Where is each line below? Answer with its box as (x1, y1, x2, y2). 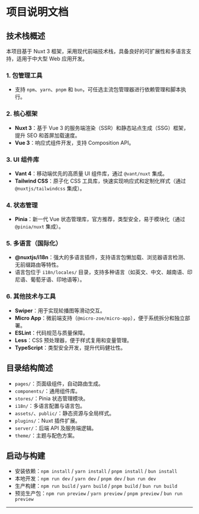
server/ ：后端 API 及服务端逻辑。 (14, 424, 97, 432)
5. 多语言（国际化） (6, 240, 62, 248)
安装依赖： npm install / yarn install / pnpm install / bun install (14, 468, 178, 475)
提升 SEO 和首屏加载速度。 (14, 132, 81, 139)
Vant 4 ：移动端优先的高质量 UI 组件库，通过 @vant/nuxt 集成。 (14, 170, 168, 177)
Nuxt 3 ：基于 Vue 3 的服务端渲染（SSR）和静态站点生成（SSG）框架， (14, 124, 189, 131)
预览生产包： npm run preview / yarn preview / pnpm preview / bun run (14, 490, 182, 497)
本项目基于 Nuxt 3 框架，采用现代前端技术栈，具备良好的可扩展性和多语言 (6, 48, 187, 55)
